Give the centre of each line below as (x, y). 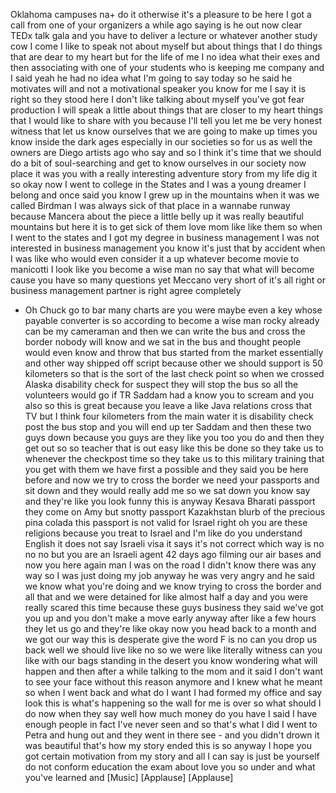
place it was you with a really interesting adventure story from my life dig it (164, 173)
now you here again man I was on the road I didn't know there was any (170, 565)
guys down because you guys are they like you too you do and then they (174, 437)
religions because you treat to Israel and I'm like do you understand (163, 533)
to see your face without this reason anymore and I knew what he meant (173, 682)
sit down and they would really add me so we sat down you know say (167, 490)
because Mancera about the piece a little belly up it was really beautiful (157, 216)
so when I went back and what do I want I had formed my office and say (173, 692)
